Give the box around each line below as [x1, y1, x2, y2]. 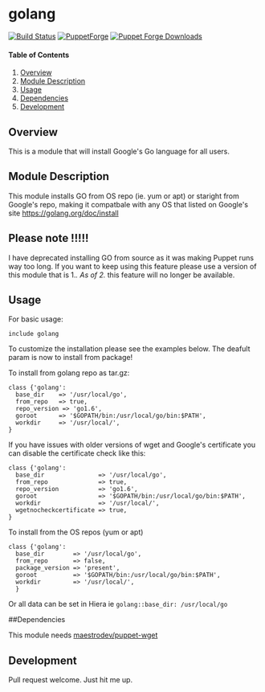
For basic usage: [8, 314, 63, 324]
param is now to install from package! [8, 353, 133, 362]
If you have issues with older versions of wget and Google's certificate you [8, 440, 256, 450]
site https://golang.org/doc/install [8, 208, 119, 218]
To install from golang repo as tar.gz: [8, 368, 130, 378]
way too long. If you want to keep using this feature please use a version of [8, 261, 257, 271]
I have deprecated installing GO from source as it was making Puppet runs [8, 252, 255, 262]
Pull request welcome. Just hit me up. [8, 675, 133, 685]
